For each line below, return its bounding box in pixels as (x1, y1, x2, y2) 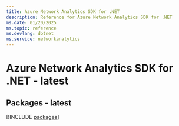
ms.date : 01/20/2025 (6, 20, 57, 25)
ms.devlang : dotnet (6, 31, 54, 37)
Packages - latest (6, 98, 72, 108)
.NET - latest (6, 75, 69, 88)
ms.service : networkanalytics (6, 36, 81, 42)
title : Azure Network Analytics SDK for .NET (6, 8, 120, 15)
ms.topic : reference (6, 25, 57, 31)
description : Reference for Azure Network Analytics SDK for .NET (6, 14, 173, 20)
